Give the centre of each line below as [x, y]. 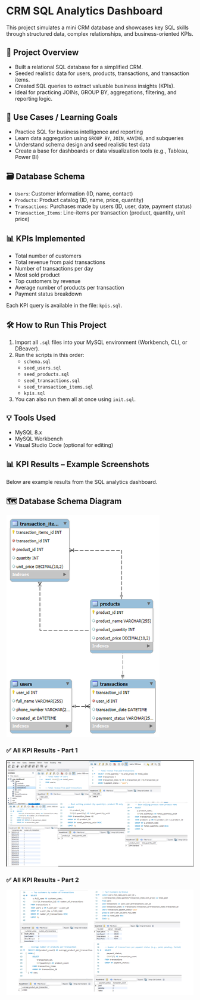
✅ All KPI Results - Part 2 [43, 880]
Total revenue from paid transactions [60, 262]
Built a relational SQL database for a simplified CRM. [79, 67]
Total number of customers [48, 256]
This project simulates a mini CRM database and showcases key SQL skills [98, 27]
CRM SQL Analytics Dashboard [85, 11]
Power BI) [27, 157]
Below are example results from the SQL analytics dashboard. [82, 482]
